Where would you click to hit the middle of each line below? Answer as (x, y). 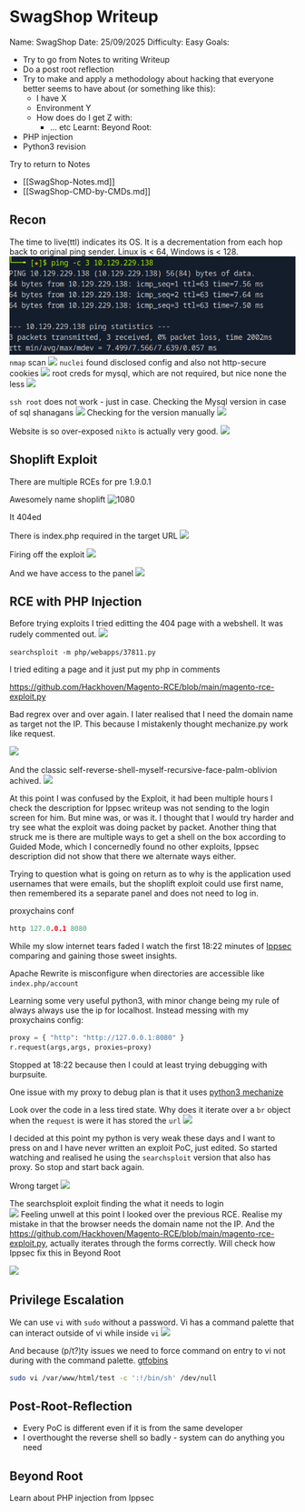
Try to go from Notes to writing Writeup (96, 59)
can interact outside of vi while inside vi (84, 1333)
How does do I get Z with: (84, 117)
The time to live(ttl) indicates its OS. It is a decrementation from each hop (146, 242)
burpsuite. (29, 1074)
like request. (33, 734)
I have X (51, 98)
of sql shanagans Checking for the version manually (112, 412)
